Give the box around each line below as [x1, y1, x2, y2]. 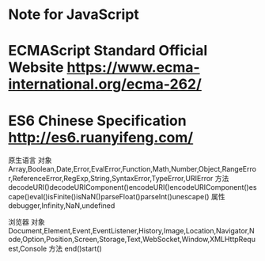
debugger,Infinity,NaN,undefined [8, 201, 115, 210]
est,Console [8, 244, 47, 254]
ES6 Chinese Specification [8, 112, 187, 130]
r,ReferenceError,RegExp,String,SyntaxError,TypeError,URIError [8, 174, 214, 183]
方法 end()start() [48, 244, 103, 254]
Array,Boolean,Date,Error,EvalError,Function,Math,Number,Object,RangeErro [8, 165, 257, 174]
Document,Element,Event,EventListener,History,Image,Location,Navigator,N [8, 226, 255, 236]
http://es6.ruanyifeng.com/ [8, 128, 194, 146]
